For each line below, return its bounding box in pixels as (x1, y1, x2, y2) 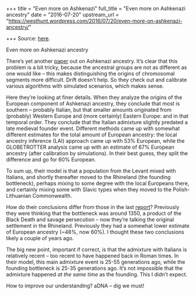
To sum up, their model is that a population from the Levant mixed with (6, 167, 177, 174)
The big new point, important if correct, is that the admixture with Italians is (6, 246, 187, 253)
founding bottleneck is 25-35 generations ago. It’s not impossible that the (6, 265, 183, 272)
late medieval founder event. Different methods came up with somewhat (6, 125, 180, 132)
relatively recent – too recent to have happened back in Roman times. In (6, 252, 179, 259)
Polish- (173, 186, 190, 193)
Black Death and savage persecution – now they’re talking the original (6, 216, 174, 223)
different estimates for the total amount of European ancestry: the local (6, 131, 177, 138)
